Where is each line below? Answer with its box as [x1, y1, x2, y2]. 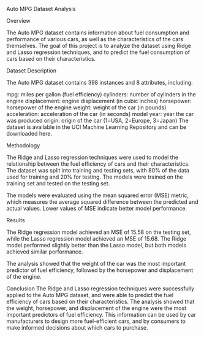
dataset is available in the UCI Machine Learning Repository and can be [6, 123, 187, 131]
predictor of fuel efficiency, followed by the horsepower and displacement [6, 266, 194, 274]
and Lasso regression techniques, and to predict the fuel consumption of [6, 48, 191, 56]
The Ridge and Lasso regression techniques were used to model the [6, 153, 179, 161]
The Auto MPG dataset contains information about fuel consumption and [6, 29, 190, 36]
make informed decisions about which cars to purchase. [6, 324, 148, 331]
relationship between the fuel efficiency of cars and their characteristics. [6, 160, 190, 168]
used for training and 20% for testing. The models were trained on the [6, 173, 183, 180]
